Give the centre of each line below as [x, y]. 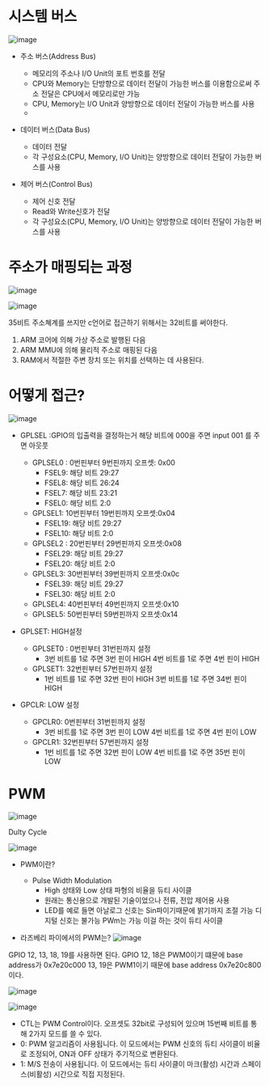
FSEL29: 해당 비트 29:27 [84, 553]
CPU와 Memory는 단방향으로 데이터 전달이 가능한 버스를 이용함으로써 [142, 83]
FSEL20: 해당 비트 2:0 [80, 564]
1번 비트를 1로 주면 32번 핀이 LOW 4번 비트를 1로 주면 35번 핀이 [145, 752]
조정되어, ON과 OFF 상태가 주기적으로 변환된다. [103, 1054]
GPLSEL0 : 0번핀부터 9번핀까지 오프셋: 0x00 [104, 463]
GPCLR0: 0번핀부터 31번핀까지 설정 [88, 721]
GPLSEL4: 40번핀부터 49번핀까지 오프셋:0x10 [105, 604]
